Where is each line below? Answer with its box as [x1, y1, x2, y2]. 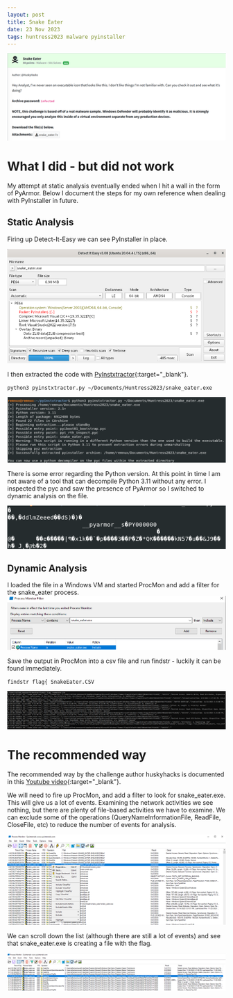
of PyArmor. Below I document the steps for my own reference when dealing [7, 189, 226, 197]
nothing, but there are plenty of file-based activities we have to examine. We [7, 805, 225, 814]
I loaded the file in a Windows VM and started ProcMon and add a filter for [7, 581, 220, 589]
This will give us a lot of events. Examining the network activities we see [7, 798, 214, 806]
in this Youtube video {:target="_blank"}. [7, 777, 121, 785]
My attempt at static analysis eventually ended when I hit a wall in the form [7, 181, 221, 190]
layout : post [7, 11, 45, 18]
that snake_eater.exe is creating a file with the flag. [7, 939, 153, 948]
